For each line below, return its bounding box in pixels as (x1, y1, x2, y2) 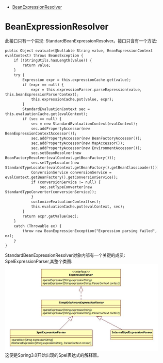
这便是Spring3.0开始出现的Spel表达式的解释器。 (5, 352, 102, 358)
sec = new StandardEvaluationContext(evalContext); (31, 121, 138, 126)
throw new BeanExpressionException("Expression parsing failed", (22, 229, 158, 233)
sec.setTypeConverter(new (39, 185, 92, 190)
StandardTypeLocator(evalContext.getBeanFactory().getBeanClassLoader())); (5, 165, 162, 170)
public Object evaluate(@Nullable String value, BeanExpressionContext (5, 48, 153, 53)
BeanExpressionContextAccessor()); (5, 131, 77, 136)
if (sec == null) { (22, 116, 62, 121)
